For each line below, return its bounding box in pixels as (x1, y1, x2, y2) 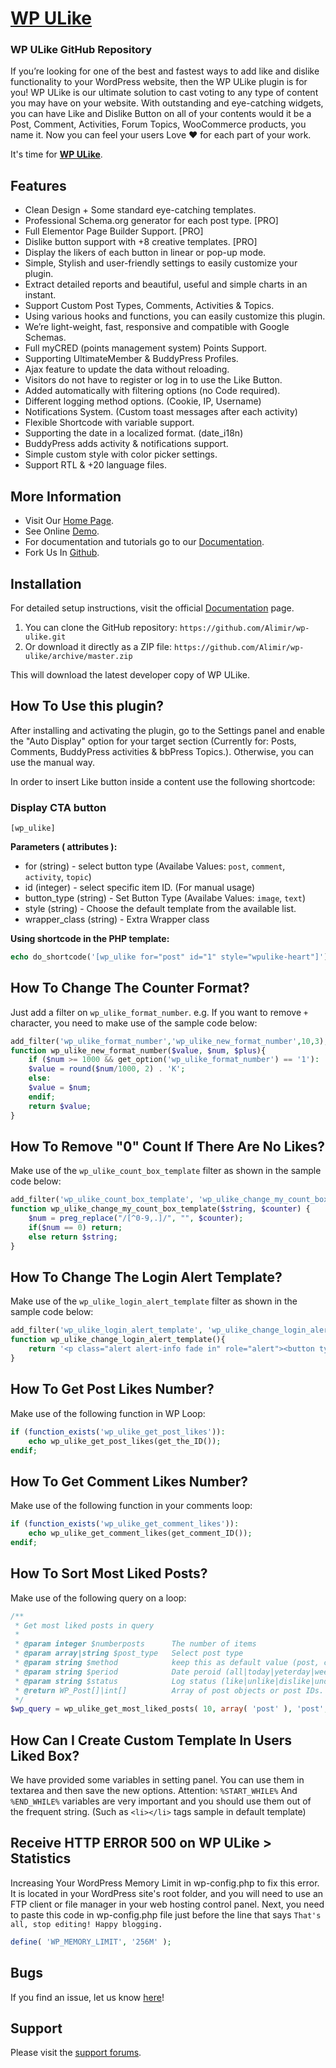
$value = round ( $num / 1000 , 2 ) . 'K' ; (28, 1064, 186, 1074)
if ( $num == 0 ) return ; (28, 1223, 123, 1233)
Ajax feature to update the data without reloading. (24, 363, 230, 376)
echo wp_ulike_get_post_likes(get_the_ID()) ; (28, 1436, 222, 1446)
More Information (10, 488, 122, 505)
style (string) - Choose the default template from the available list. (24, 903, 297, 915)
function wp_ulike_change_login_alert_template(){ (10, 1335, 226, 1345)
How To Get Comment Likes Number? (10, 1473, 249, 1490)
